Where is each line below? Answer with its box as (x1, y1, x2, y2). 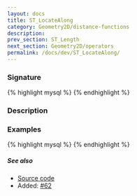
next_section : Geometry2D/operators (7, 43, 114, 50)
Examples (7, 125, 42, 134)
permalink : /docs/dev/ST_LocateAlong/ (7, 50, 120, 57)
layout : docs (7, 10, 45, 17)
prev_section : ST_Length (7, 36, 80, 43)
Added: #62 (17, 181, 52, 190)
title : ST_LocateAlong (7, 17, 73, 24)
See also (7, 156, 34, 164)
